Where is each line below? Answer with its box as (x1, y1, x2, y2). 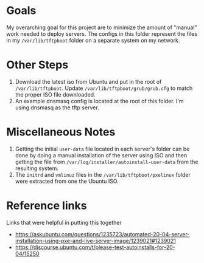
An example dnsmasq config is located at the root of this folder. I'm (15, 97, 184, 104)
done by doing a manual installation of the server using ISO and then (15, 151, 188, 159)
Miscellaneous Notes (6, 125, 116, 139)
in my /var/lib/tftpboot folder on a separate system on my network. (6, 36, 180, 44)
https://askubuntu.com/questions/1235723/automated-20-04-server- (15, 230, 190, 237)
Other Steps (6, 58, 69, 72)
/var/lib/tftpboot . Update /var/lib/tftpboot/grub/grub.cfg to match (15, 84, 193, 92)
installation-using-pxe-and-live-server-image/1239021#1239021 (15, 237, 177, 244)
